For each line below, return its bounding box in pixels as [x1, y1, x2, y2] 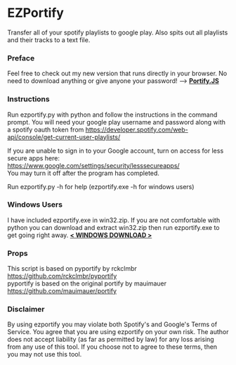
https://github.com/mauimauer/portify [7, 287, 117, 295]
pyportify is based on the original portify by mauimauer [7, 279, 167, 288]
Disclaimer [7, 305, 45, 314]
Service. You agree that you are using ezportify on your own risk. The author [7, 328, 230, 336]
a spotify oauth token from [7, 125, 84, 134]
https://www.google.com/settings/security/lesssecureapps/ [7, 161, 181, 169]
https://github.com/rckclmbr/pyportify [7, 272, 117, 281]
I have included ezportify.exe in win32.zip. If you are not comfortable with [7, 216, 221, 224]
